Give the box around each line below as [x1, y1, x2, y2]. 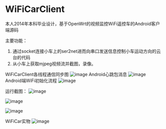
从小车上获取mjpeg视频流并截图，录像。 [12, 60, 96, 66]
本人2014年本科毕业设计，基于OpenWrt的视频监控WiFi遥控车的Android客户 [5, 20, 160, 26]
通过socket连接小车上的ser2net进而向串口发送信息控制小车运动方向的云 [12, 48, 161, 54]
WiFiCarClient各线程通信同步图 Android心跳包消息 [5, 71, 127, 77]
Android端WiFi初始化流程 [5, 77, 57, 83]
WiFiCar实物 [5, 118, 31, 124]
